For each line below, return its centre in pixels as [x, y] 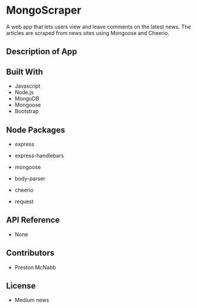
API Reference [33, 220]
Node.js [24, 92]
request [24, 201]
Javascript [27, 86]
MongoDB [27, 99]
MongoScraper [44, 10]
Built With [24, 72]
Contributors [30, 253]
